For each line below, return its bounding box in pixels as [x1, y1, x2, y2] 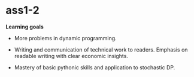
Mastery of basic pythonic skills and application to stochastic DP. [14, 63, 175, 71]
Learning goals [5, 23, 44, 30]
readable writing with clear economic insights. [14, 52, 128, 59]
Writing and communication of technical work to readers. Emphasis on [14, 46, 188, 53]
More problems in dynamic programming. [14, 34, 117, 41]
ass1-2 [5, 4, 40, 17]
